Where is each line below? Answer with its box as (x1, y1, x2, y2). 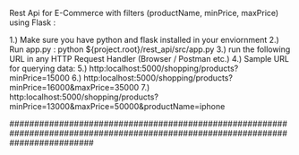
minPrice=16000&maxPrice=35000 (9, 82, 140, 92)
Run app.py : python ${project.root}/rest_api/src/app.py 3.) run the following (9, 44, 291, 55)
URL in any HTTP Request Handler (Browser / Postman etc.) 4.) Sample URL (9, 54, 289, 64)
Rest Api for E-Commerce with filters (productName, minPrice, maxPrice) (9, 8, 279, 18)
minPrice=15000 (9, 73, 70, 83)
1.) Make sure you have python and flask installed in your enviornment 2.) (9, 35, 279, 45)
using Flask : (9, 17, 56, 28)
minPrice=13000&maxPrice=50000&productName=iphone (9, 101, 226, 111)
